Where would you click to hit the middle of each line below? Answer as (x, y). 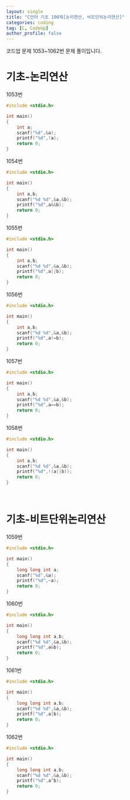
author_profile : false (34, 34)
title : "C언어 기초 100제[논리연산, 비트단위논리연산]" (66, 17)
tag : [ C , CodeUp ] (27, 28)
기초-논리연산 (37, 77)
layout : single (25, 11)
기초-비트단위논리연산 (56, 520)
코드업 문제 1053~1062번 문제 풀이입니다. (54, 51)
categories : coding (30, 22)
